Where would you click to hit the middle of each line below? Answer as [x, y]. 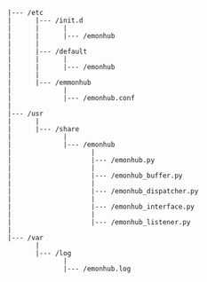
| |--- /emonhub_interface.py [101, 207]
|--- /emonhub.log [97, 269]
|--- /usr [26, 114]
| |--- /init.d [46, 20]
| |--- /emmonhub [49, 82]
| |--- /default [48, 51]
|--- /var [26, 238]
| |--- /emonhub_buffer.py [95, 176]
